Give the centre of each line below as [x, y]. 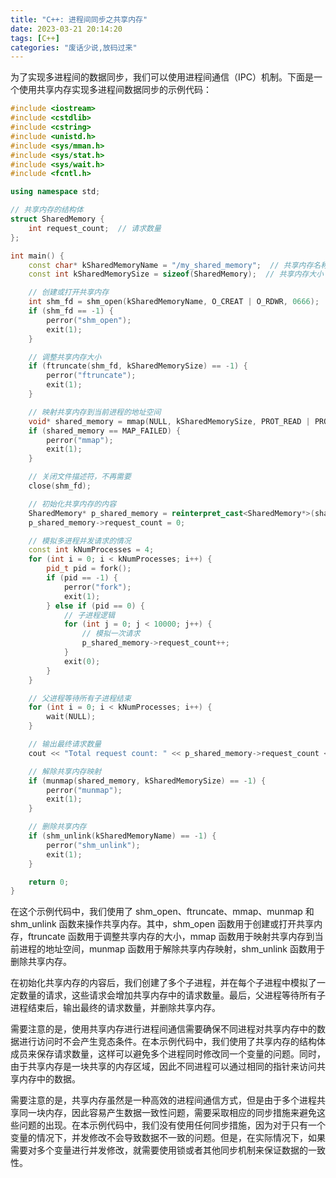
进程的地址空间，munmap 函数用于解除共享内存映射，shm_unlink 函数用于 [171, 949]
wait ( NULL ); [71, 717]
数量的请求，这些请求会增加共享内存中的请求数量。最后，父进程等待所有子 [172, 995]
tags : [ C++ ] [35, 38]
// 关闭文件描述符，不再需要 [80, 477]
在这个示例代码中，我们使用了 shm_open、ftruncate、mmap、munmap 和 [162, 912]
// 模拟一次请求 [111, 634]
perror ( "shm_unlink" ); [93, 845]
